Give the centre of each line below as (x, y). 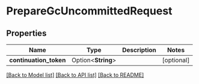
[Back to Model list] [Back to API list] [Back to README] (75, 75)
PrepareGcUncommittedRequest (89, 11)
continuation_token (38, 60)
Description (139, 50)
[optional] (176, 60)
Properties (26, 33)
